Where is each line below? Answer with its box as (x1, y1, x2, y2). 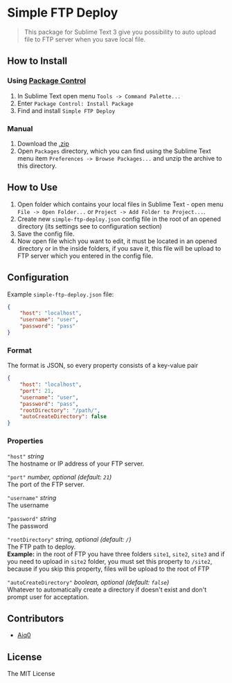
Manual (7, 123, 33, 133)
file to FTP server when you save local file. (24, 35, 146, 43)
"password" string (7, 514, 57, 522)
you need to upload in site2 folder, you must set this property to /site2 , (7, 557, 213, 565)
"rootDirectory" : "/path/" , (19, 407, 100, 414)
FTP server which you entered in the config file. (17, 251, 154, 260)
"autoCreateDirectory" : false (19, 414, 107, 420)
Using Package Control (7, 76, 87, 86)
